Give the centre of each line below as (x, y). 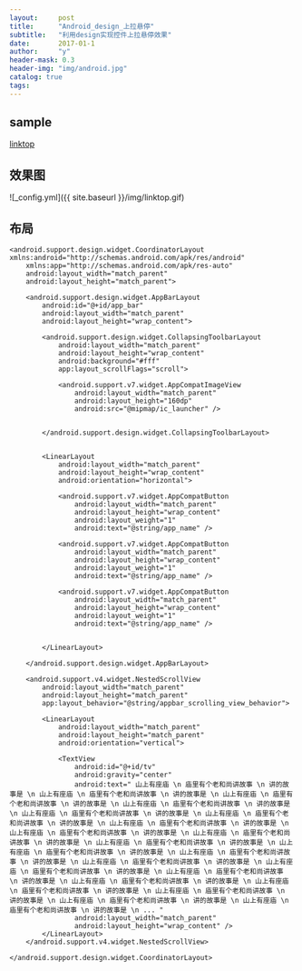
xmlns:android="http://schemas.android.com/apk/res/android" (127, 258)
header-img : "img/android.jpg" (68, 69)
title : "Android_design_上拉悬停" (82, 26)
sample (31, 122)
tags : (19, 85)
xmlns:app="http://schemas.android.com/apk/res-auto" (129, 266)
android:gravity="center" (123, 775)
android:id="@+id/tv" (115, 767)
